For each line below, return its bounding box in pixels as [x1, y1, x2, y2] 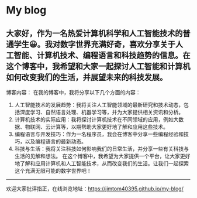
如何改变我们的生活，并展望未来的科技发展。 [6, 72, 168, 82]
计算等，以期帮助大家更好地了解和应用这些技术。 [50, 124, 168, 130]
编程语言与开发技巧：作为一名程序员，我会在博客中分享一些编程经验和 [14, 131, 184, 138]
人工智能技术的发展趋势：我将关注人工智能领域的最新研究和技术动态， [14, 101, 184, 108]
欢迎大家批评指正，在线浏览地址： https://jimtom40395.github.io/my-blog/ [6, 185, 184, 192]
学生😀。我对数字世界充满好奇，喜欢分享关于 [13, 39, 175, 49]
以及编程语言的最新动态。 [25, 138, 87, 145]
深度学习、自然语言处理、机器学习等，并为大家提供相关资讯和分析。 [19, 109, 184, 115]
